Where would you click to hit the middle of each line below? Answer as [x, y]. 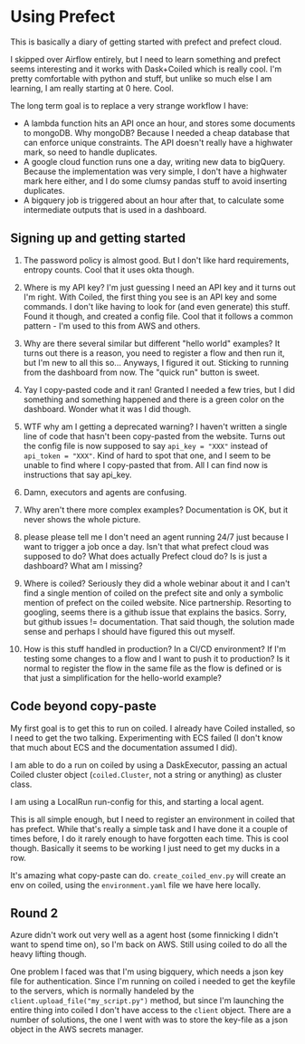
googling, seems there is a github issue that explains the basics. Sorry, [155, 612]
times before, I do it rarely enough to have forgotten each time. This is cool [149, 838]
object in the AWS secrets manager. [77, 1030]
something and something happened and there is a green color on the [153, 399]
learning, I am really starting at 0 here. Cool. [92, 88]
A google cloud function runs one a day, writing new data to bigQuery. [154, 161]
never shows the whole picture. [82, 519]
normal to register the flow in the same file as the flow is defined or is [152, 668]
